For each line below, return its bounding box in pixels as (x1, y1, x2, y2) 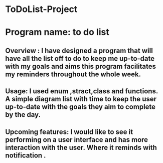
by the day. (5, 110, 41, 119)
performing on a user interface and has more (5, 135, 148, 144)
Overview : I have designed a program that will (5, 46, 153, 55)
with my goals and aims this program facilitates (5, 62, 156, 71)
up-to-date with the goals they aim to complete (5, 103, 156, 111)
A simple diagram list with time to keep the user (5, 95, 157, 103)
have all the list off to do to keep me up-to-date (5, 54, 155, 63)
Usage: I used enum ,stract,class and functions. (5, 87, 158, 96)
